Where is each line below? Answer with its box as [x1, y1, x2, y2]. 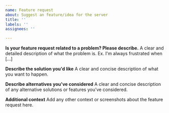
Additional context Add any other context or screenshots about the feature [5, 97, 163, 103]
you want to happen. [5, 71, 48, 77]
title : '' [5, 17, 26, 22]
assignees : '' [5, 27, 36, 32]
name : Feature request [5, 7, 53, 13]
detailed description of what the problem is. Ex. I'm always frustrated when [5, 51, 163, 57]
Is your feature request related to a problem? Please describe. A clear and [5, 45, 164, 51]
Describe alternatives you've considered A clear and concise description [5, 81, 161, 87]
